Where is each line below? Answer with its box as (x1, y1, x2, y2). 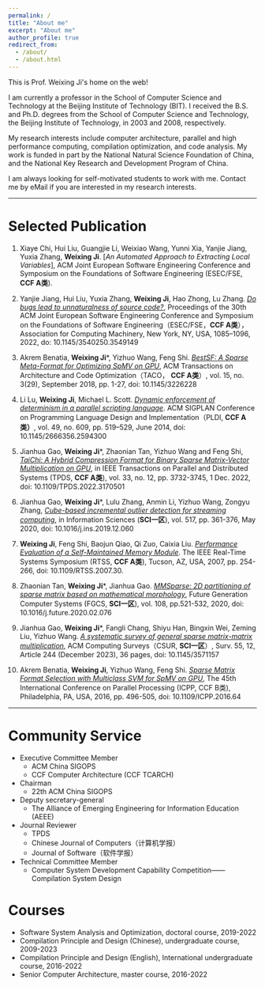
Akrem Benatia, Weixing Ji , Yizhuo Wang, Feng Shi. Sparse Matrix (19, 665, 235, 675)
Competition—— (171, 865, 226, 875)
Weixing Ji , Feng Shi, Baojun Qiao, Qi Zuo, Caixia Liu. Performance (19, 539, 238, 548)
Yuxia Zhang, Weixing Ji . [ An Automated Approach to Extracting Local (19, 251, 250, 261)
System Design (72, 873, 122, 883)
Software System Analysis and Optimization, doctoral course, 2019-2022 (19, 927, 257, 937)
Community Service (8, 727, 142, 744)
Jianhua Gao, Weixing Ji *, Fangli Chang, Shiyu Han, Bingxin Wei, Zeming (19, 622, 256, 633)
